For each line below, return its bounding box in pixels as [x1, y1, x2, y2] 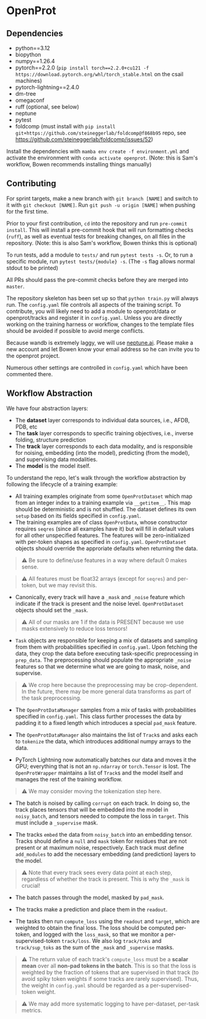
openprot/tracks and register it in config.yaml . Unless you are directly [6, 314, 183, 321]
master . [6, 282, 25, 290]
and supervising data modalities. [15, 455, 98, 463]
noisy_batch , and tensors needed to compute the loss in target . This [15, 812, 189, 819]
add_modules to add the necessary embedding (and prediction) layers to [15, 850, 196, 858]
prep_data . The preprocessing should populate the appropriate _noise [15, 656, 192, 664]
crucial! [21, 881, 41, 889]
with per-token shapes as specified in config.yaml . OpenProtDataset [15, 538, 187, 545]
